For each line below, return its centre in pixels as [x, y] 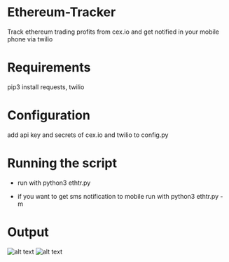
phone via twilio [30, 39]
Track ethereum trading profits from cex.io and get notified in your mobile [113, 32]
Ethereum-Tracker [62, 12]
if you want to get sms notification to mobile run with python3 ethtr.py [118, 196]
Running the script [62, 163]
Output [28, 232]
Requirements [49, 68]
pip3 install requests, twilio [46, 87]
